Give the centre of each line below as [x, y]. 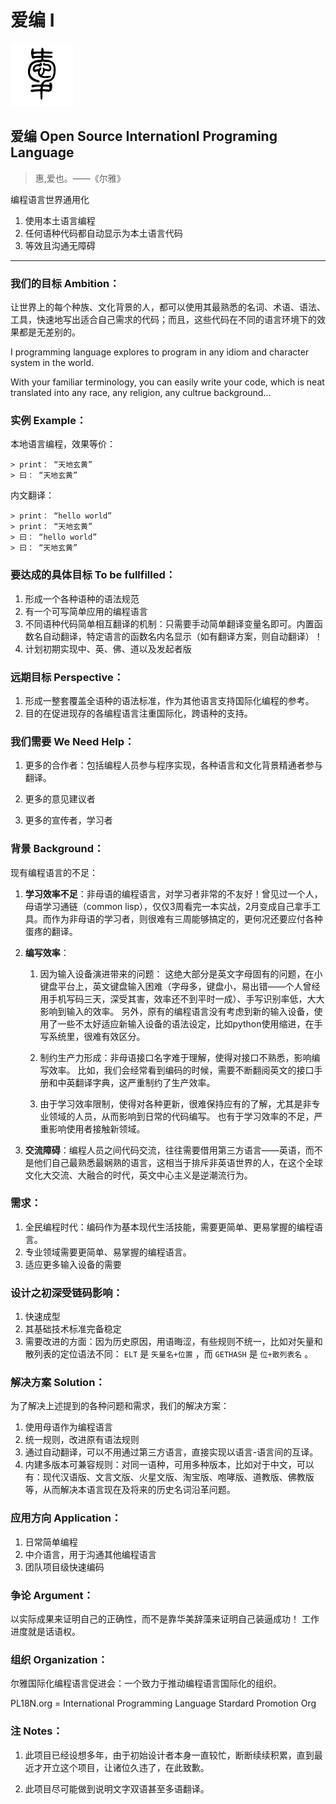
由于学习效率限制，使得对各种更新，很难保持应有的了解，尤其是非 [175, 1103]
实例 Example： [48, 420]
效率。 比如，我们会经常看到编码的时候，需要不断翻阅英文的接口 [181, 1070]
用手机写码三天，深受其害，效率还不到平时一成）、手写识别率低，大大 [182, 998]
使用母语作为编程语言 [68, 1427]
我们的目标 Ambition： [65, 283]
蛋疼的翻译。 [51, 931]
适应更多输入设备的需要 [73, 1264]
